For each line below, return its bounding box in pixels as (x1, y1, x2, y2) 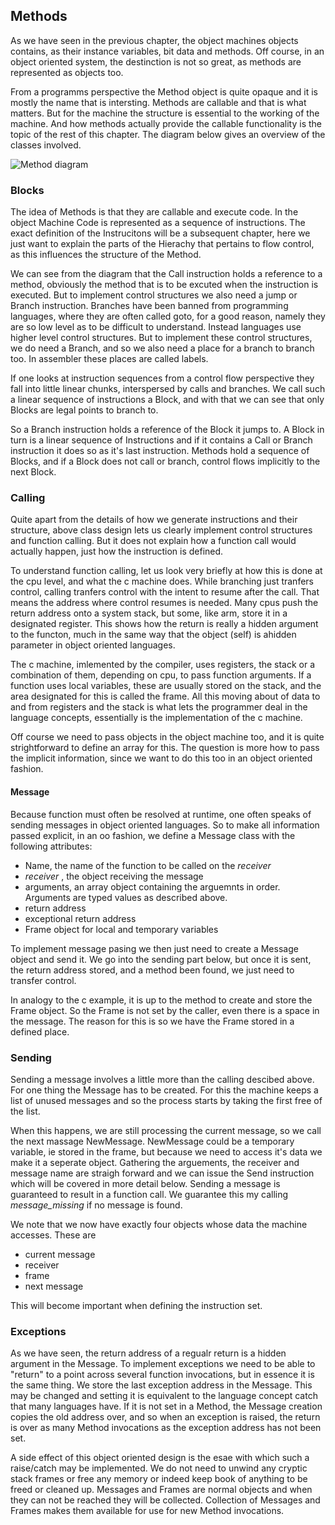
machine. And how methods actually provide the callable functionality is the (10, 117, 322, 129)
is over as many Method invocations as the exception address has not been (10, 1422, 322, 1434)
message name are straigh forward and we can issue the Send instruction (10, 1167, 315, 1179)
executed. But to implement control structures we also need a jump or (10, 289, 298, 301)
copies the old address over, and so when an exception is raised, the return (10, 1411, 321, 1423)
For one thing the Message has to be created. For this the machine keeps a (10, 1084, 319, 1096)
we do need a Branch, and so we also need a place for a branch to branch (10, 342, 315, 354)
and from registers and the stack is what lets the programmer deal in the (10, 701, 308, 713)
